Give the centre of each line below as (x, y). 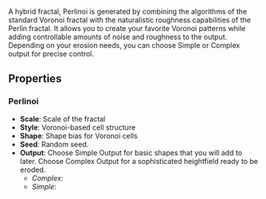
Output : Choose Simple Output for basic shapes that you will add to (131, 152)
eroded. (33, 170)
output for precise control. (51, 54)
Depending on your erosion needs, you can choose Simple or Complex (124, 45)
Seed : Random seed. (54, 144)
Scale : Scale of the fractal (63, 119)
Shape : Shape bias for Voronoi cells (78, 135)
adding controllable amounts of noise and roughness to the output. (118, 37)
